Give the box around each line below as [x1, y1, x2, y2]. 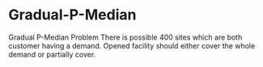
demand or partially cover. [8, 49, 96, 59]
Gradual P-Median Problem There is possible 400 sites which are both [8, 32, 243, 42]
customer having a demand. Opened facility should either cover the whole [8, 40, 256, 50]
